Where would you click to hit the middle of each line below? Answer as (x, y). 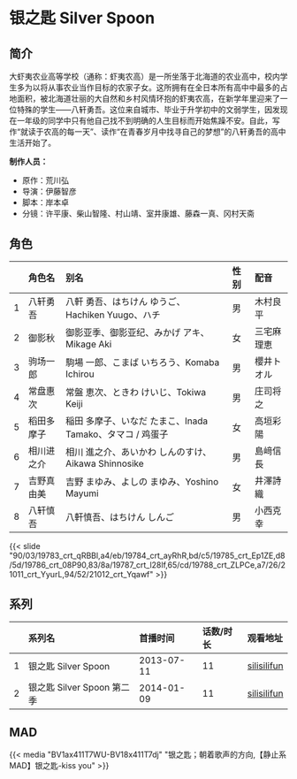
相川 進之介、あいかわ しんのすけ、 (139, 452)
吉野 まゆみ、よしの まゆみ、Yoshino (142, 481)
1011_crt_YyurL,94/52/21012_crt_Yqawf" (81, 574)
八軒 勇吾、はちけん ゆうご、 (126, 302)
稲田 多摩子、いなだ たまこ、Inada (137, 421)
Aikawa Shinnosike (105, 463)
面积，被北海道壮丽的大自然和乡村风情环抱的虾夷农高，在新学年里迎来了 (148, 99)
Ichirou (80, 374)
